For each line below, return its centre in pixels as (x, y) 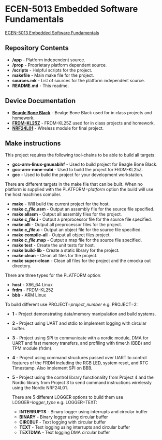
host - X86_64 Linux (32, 285)
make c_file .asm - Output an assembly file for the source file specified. (83, 209)
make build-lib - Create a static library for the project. (66, 250)
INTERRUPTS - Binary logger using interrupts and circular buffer (83, 412)
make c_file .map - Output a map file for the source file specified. (77, 240)
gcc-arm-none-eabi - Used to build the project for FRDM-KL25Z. (77, 170)
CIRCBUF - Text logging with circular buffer (63, 422)
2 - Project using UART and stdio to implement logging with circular (79, 323)
